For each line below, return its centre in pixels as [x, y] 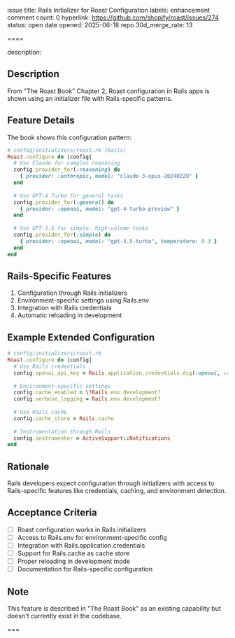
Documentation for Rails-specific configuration [85, 569]
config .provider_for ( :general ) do [64, 202]
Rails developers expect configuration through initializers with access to [111, 483]
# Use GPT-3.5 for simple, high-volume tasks [81, 228]
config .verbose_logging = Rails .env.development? [87, 399]
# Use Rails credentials [50, 366]
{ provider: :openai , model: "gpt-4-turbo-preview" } [100, 209]
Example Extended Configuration [81, 337]
